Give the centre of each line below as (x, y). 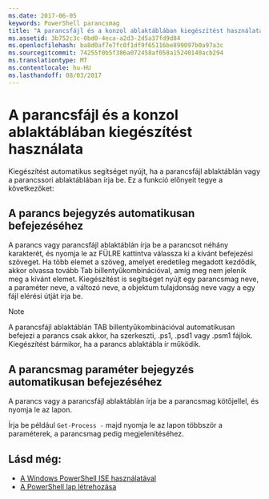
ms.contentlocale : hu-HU (50, 68)
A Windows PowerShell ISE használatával (88, 478)
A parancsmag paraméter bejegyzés (101, 369)
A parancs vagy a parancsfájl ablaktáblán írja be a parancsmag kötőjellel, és (134, 401)
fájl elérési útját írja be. (46, 296)
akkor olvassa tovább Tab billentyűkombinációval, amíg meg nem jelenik (127, 271)
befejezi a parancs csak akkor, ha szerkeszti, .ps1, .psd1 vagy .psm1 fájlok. (130, 336)
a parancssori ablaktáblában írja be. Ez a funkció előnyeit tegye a (116, 179)
